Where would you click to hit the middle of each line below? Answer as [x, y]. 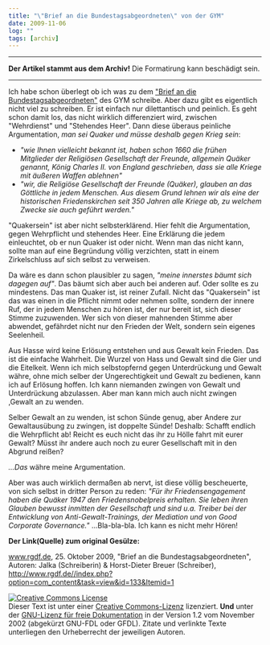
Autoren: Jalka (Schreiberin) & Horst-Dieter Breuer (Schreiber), [112, 565]
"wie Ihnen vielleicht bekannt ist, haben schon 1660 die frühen [123, 150]
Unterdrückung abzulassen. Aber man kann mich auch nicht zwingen [123, 393]
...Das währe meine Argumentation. [67, 467]
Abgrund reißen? [36, 452]
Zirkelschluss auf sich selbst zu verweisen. [80, 260]
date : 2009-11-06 [37, 23]
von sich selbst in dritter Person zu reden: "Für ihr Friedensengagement [127, 491]
